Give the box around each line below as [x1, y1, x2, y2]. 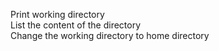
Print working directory [10, 9, 105, 20]
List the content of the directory [10, 19, 142, 31]
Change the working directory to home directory [10, 30, 210, 41]
